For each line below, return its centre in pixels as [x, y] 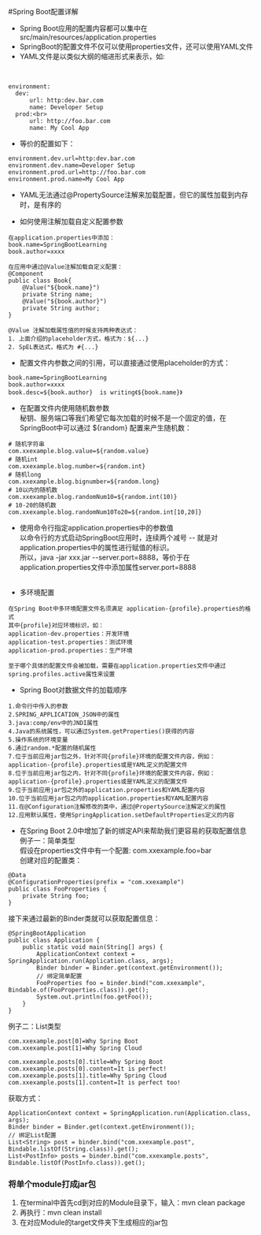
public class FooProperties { [58, 889]
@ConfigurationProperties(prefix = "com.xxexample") [96, 882]
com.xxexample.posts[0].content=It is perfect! [88, 1069]
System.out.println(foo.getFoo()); [95, 997]
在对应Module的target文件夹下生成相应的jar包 [94, 1222]
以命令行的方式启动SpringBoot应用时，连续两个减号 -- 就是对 [119, 538]
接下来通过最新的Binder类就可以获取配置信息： [84, 918]
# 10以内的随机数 [33, 490]
